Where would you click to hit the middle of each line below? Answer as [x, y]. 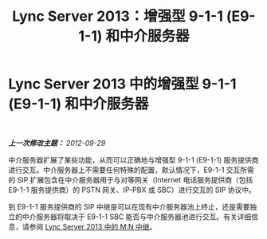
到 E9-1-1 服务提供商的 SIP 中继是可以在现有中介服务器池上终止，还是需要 [129, 206]
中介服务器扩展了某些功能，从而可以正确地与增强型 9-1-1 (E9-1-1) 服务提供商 [133, 159]
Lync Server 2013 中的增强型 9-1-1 [122, 84]
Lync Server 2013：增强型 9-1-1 [117, 16]
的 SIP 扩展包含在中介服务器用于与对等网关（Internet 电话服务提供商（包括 [131, 179]
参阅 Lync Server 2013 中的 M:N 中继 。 [93, 226]
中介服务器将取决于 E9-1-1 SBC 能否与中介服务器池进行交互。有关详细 [137, 217]
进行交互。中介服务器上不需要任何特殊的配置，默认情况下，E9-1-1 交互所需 [132, 170]
